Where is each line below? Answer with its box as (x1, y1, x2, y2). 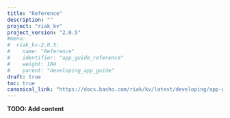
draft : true (7, 73, 41, 80)
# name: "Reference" (7, 48, 75, 55)
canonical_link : (7, 86, 53, 93)
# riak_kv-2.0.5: (7, 42, 60, 48)
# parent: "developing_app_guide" (7, 67, 115, 74)
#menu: (7, 35, 26, 42)
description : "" (7, 16, 53, 23)
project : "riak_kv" (7, 23, 63, 29)
